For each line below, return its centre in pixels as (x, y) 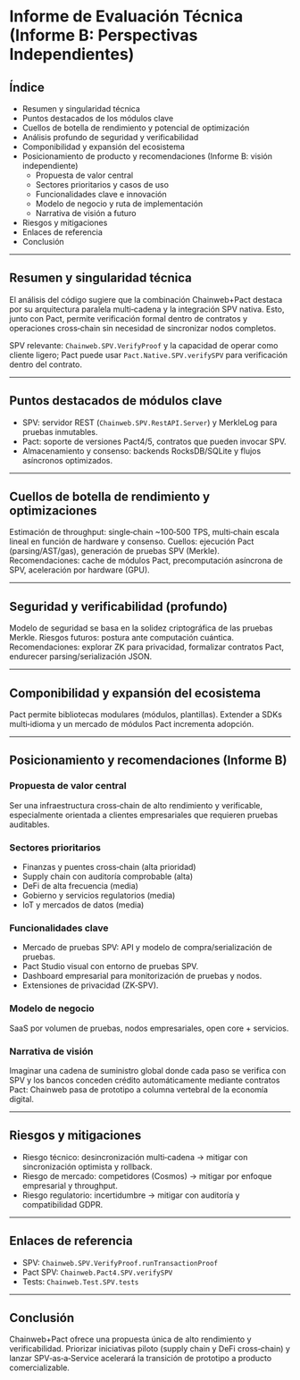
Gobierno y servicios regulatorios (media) (99, 896)
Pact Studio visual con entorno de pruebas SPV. (110, 966)
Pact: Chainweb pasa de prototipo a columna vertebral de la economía (139, 1089)
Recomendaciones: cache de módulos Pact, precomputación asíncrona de (146, 561)
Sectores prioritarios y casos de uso (102, 184)
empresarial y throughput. (70, 1185)
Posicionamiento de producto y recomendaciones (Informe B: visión (147, 156)
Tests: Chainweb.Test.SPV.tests (80, 1281)
